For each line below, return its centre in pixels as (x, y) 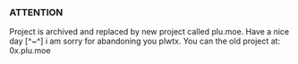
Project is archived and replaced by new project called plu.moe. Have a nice (149, 32)
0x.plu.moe (30, 51)
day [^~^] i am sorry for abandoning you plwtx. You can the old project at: (145, 41)
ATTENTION (36, 12)
